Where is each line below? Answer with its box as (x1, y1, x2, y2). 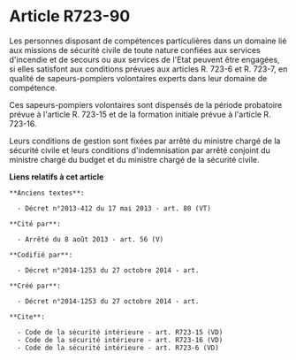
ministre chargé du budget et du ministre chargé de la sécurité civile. (9, 154, 260, 165)
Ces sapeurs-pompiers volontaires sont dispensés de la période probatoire (9, 99, 283, 110)
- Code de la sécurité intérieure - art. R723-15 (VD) (17, 327, 224, 337)
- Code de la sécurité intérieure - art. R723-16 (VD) (17, 335, 224, 344)
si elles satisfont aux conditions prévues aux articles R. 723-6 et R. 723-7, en (9, 64, 288, 74)
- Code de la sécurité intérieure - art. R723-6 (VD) (17, 343, 219, 352)
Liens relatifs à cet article (9, 171, 104, 182)
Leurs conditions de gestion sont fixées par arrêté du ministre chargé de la (9, 135, 281, 146)
